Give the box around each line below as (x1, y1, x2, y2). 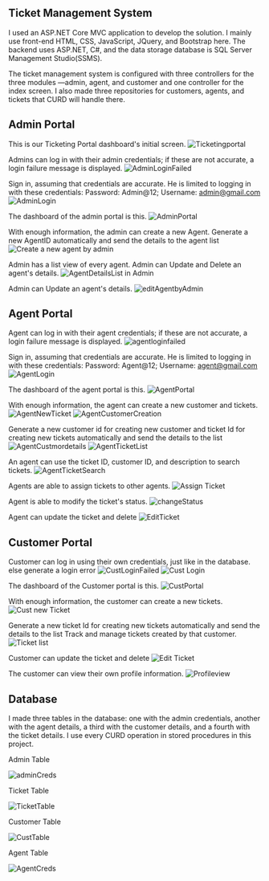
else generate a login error (8, 565, 96, 575)
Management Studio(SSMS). (8, 53, 103, 63)
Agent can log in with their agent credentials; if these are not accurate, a (8, 328, 247, 338)
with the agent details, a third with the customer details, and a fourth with (8, 722, 251, 732)
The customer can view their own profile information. (8, 669, 184, 679)
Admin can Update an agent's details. (8, 283, 132, 293)
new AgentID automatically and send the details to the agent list (8, 235, 219, 245)
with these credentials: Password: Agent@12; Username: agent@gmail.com (8, 361, 259, 370)
